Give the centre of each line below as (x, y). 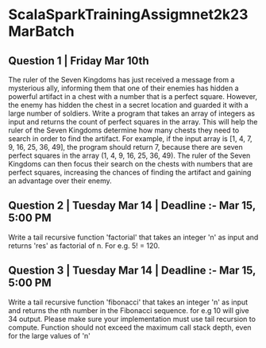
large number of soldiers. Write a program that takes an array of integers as (132, 113)
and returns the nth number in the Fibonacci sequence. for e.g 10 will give (129, 310)
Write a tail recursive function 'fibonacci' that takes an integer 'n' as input (128, 302)
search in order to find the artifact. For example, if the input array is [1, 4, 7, (130, 139)
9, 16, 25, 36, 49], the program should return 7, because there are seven (126, 147)
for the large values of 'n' (50, 335)
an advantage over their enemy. (60, 181)
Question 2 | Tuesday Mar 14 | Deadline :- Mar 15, (132, 206)
